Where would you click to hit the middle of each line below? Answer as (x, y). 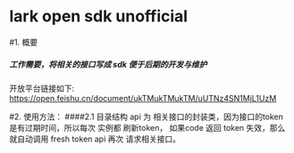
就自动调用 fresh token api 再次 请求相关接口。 (95, 139)
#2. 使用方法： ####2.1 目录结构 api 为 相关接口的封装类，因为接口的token (147, 117)
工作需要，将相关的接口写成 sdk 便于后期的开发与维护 (108, 64)
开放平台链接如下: (42, 88)
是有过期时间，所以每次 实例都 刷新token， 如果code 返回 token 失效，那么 (147, 127)
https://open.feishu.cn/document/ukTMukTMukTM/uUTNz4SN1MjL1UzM (143, 98)
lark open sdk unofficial (99, 16)
